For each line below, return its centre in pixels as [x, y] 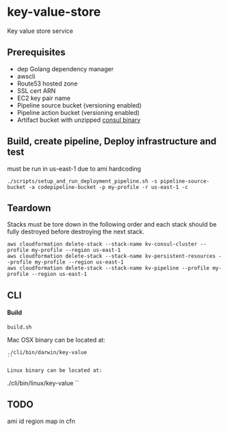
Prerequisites [36, 52]
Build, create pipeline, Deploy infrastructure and [112, 141]
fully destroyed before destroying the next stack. [76, 232]
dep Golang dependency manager [65, 68]
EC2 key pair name [43, 98]
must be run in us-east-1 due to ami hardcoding [74, 168]
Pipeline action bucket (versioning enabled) [78, 112]
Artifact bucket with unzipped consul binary [79, 120]
